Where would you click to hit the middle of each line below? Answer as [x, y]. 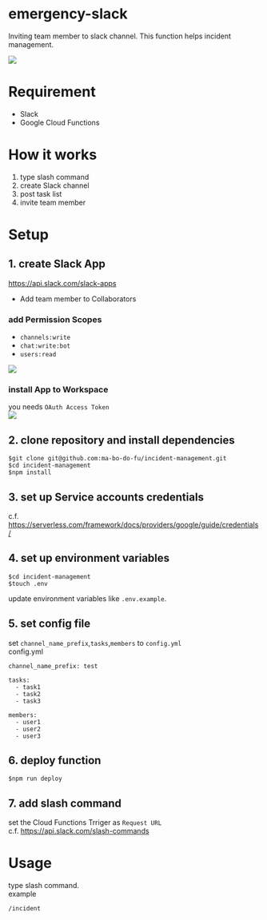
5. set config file [50, 624]
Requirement [52, 92]
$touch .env [28, 583]
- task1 [28, 687]
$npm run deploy [35, 779]
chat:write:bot [45, 346]
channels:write [45, 338]
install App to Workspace [58, 390]
